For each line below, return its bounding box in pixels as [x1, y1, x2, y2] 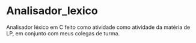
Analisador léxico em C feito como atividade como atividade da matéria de [6, 24, 191, 31]
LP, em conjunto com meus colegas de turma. [6, 29, 120, 37]
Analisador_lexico [6, 4, 98, 18]
